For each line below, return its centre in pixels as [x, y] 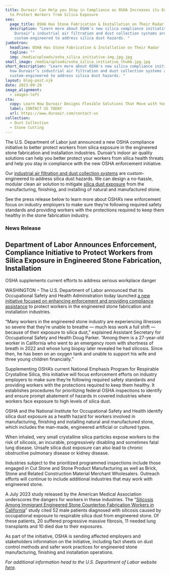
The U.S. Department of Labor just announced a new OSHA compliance [80, 142]
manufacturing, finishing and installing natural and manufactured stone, [80, 422]
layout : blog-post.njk [29, 80]
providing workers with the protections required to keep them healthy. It [80, 385]
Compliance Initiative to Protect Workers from [79, 253]
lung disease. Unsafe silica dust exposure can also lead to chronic [74, 448]
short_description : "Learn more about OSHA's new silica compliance [79, 66]
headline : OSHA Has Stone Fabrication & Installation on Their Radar [84, 48]
